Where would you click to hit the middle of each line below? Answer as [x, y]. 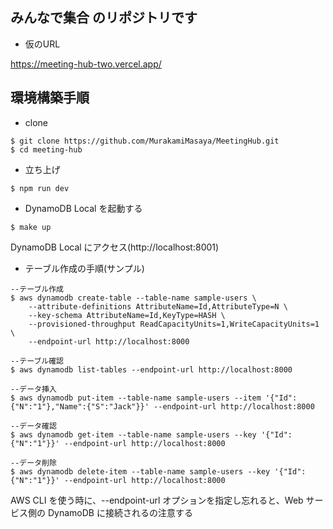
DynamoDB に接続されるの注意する [120, 512]
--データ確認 [33, 426]
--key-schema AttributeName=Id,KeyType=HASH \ [127, 315]
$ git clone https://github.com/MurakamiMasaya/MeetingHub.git [145, 141]
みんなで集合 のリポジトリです [104, 18]
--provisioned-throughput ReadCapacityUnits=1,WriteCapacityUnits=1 [174, 324]
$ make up [31, 227]
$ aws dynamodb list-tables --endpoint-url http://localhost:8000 [151, 369]
